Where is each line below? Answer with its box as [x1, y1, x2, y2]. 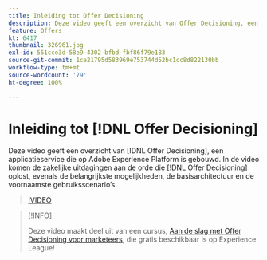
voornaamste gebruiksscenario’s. [8, 180, 117, 190]
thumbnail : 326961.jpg [8, 41, 84, 49]
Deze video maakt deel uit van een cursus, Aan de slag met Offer [27, 227, 241, 236]
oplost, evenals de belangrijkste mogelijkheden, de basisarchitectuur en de [8, 171, 255, 181]
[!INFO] [27, 211, 53, 220]
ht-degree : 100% [8, 78, 62, 86]
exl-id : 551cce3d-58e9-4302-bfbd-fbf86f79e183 [8, 49, 166, 57]
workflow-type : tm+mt [8, 64, 80, 72]
